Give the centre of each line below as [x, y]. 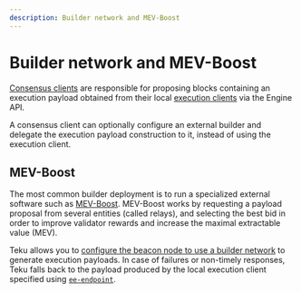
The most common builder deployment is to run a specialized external [140, 194]
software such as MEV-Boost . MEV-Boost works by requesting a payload [146, 204]
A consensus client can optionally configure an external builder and [136, 124]
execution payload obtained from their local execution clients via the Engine [151, 97]
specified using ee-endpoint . [63, 279]
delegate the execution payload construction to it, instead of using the [141, 134]
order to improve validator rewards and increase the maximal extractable [145, 223]
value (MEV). [34, 233]
